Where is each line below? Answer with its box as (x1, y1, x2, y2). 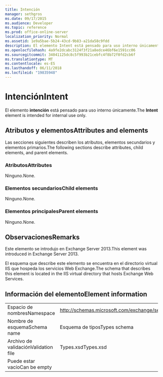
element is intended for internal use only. (5, 112, 87, 118)
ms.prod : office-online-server (5, 30, 68, 34)
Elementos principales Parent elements (5, 208, 98, 215)
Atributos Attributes (5, 162, 52, 168)
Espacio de (7, 304, 33, 311)
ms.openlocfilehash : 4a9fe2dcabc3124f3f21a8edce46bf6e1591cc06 (5, 48, 136, 52)
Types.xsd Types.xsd (60, 344, 107, 351)
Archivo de (7, 338, 33, 344)
